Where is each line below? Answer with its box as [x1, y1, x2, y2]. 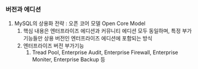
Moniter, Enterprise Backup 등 [32, 56, 106, 63]
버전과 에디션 [5, 5, 41, 13]
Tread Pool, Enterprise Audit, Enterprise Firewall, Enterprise [32, 49, 178, 56]
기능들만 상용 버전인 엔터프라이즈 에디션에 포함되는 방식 [23, 34, 153, 42]
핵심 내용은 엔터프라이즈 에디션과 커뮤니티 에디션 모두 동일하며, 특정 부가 [23, 27, 192, 34]
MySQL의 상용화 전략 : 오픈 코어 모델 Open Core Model [14, 20, 146, 27]
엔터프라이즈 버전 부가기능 [23, 42, 85, 49]
